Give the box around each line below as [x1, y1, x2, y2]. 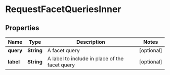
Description [76, 39, 105, 45]
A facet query [47, 47, 80, 54]
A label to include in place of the [47, 55, 124, 62]
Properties [5, 24, 39, 32]
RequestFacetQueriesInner [5, 4, 121, 15]
